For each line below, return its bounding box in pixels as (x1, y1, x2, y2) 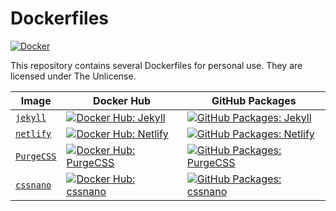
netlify (15, 128, 52, 139)
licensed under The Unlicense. (10, 70, 137, 82)
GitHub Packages (211, 93, 297, 107)
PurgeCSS (15, 150, 57, 162)
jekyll (15, 112, 47, 123)
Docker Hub (93, 93, 152, 107)
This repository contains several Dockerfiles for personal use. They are (10, 59, 303, 71)
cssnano (15, 179, 52, 191)
